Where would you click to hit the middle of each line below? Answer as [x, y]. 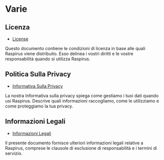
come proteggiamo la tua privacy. [39, 106]
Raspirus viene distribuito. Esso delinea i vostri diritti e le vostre [69, 53]
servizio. [14, 153]
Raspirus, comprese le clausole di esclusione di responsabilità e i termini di [81, 148]
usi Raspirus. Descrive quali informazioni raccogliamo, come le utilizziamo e [82, 101]
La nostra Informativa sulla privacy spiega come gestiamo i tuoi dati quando [82, 95]
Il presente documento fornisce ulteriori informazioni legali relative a [74, 143]
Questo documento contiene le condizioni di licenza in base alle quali [75, 48]
